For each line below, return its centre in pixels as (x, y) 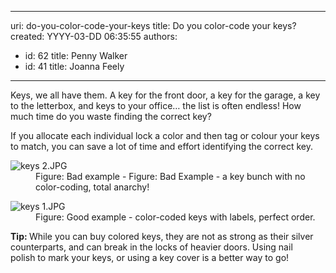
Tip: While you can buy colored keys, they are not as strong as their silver (162, 236)
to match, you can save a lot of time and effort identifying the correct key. (162, 146)
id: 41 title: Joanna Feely (74, 66)
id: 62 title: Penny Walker (76, 55)
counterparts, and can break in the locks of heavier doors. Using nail (151, 247)
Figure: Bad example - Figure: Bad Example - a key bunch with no (170, 176)
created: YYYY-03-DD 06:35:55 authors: (94, 36)
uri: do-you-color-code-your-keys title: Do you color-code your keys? (153, 25)
